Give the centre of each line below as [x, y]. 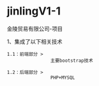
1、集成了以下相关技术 [35, 41]
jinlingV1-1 [34, 11]
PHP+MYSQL [63, 78]
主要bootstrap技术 [72, 61]
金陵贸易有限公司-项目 [35, 28]
